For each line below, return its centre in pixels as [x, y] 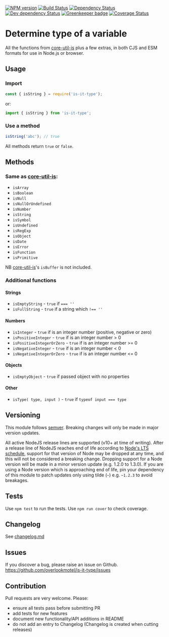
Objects [14, 365]
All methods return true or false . [39, 146]
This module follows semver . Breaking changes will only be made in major [82, 427]
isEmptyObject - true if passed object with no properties [71, 376]
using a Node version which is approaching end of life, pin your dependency [84, 469]
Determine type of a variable [66, 34]
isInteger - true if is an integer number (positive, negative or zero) [82, 332]
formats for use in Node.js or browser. [45, 53]
